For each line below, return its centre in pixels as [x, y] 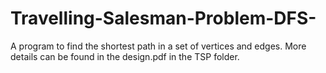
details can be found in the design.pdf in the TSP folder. [125, 56]
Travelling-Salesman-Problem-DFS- [163, 18]
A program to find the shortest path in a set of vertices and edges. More [158, 46]
